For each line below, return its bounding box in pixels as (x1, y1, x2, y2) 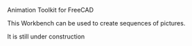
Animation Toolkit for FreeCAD (7, 6, 94, 14)
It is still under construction (7, 32, 85, 41)
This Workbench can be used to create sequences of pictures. (7, 19, 186, 27)
